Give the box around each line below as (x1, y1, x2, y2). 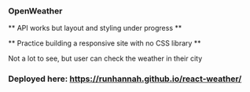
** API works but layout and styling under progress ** (8, 24, 182, 33)
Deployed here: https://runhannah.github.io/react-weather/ (8, 73, 242, 84)
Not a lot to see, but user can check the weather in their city (8, 53, 203, 64)
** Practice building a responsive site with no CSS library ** (8, 39, 202, 48)
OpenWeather (8, 6, 63, 17)
